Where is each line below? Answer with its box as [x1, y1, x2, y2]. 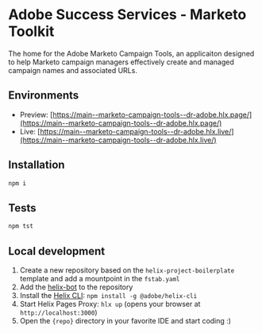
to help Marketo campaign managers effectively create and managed [8, 57, 234, 67]
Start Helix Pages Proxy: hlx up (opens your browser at [19, 299, 201, 308]
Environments [8, 89, 79, 103]
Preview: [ [19, 110, 53, 119]
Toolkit [8, 22, 55, 41]
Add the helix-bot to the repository [19, 282, 133, 292]
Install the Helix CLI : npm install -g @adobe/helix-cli [19, 290, 198, 300]
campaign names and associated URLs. [8, 65, 137, 75]
